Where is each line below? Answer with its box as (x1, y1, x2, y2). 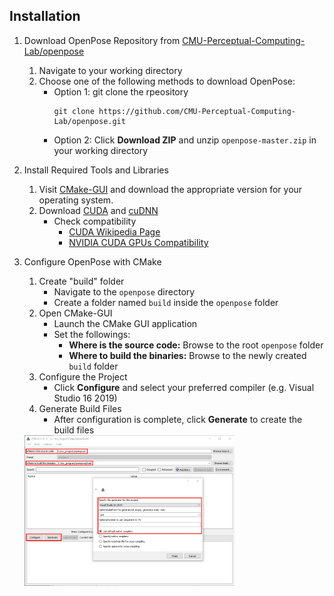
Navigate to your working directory (38, 64, 183, 76)
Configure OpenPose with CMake (23, 255, 162, 268)
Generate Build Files (38, 402, 122, 414)
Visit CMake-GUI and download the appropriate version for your (38, 183, 303, 195)
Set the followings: (53, 328, 131, 340)
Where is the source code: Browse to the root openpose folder (68, 339, 324, 351)
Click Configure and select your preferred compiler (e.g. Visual (53, 381, 315, 393)
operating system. (38, 194, 114, 206)
